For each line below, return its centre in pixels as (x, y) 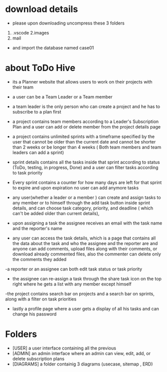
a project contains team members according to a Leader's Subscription (85, 121)
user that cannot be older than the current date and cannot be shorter (84, 141)
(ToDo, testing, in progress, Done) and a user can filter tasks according (85, 167)
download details (42, 9)
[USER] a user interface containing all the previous (64, 348)
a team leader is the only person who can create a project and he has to (86, 106)
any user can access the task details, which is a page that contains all (84, 238)
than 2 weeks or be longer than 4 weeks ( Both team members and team (87, 147)
